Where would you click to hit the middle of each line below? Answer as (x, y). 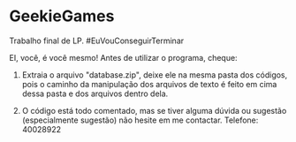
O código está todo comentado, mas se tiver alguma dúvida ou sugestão (154, 110)
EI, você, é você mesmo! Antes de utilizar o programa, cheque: (123, 57)
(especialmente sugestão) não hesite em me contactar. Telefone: (140, 120)
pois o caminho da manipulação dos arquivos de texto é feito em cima (149, 84)
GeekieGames (62, 16)
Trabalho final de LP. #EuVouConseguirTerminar (97, 41)
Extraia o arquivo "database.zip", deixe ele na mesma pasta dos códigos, (155, 75)
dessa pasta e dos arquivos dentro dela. (95, 93)
